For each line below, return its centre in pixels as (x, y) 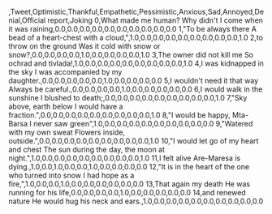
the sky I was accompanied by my (65, 72)
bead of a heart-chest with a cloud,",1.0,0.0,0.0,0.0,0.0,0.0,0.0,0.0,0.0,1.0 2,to (136, 37)
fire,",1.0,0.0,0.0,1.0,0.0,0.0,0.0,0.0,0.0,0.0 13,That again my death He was (129, 184)
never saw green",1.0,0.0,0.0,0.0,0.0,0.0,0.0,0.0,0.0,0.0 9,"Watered (143, 124)
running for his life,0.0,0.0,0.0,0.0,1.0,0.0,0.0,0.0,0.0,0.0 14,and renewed (127, 193)
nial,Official (27, 20)
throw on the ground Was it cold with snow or (84, 46)
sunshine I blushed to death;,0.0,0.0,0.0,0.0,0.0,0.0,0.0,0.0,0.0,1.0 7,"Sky (128, 98)
